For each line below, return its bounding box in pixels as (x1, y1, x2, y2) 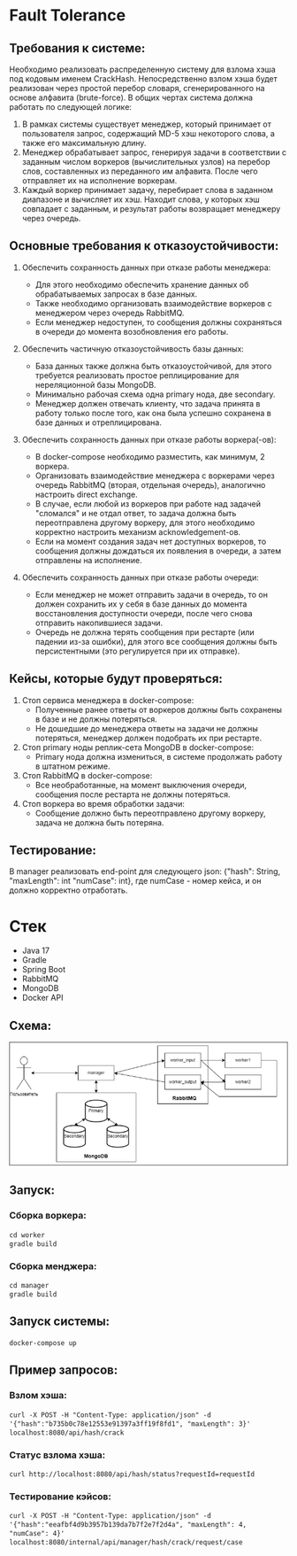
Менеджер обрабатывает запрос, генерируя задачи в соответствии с (21, 147, 287, 158)
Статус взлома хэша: (9, 1449, 106, 1461)
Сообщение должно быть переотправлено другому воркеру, (34, 808, 267, 818)
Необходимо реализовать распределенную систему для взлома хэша (9, 64, 276, 74)
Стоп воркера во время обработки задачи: (21, 798, 186, 809)
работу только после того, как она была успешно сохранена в (34, 407, 271, 418)
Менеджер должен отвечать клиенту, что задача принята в (34, 398, 261, 408)
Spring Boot (21, 964, 66, 975)
